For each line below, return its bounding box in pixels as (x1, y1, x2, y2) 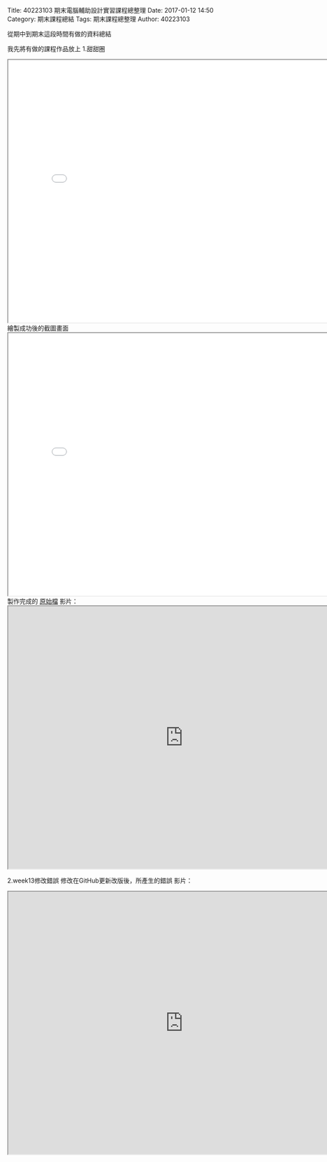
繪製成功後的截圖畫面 (7, 324, 68, 332)
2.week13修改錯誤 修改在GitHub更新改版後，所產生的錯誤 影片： (7, 876, 193, 885)
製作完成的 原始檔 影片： (7, 597, 78, 605)
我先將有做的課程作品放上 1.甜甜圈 (7, 45, 106, 53)
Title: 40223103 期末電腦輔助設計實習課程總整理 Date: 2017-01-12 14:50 (7, 6, 215, 14)
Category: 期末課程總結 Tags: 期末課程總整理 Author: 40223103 (7, 15, 190, 23)
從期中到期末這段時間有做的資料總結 (7, 30, 112, 38)
